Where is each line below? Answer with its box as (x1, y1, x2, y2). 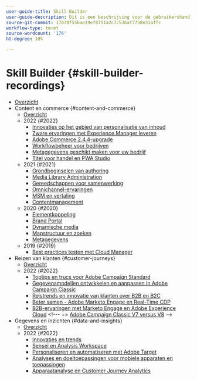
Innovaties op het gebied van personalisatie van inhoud (32, 123, 166, 130)
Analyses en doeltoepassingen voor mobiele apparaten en (32, 354, 173, 362)
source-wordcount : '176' (6, 31, 67, 36)
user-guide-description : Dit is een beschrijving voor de (6, 14, 151, 20)
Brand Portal (32, 217, 63, 224)
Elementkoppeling (32, 211, 76, 218)
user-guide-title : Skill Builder (6, 8, 88, 15)
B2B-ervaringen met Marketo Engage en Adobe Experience (32, 304, 176, 312)
